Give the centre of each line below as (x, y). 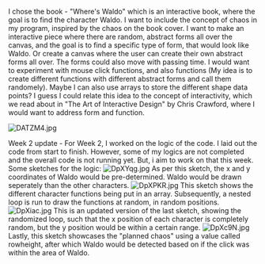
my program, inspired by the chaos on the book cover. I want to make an (126, 28)
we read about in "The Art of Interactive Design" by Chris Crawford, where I (132, 104)
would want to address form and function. (76, 113)
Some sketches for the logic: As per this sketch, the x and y (129, 168)
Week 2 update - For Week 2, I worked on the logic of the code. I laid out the (133, 143)
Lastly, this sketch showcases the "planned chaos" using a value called (124, 236)
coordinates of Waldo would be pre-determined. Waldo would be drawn (125, 177)
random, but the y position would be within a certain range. (104, 228)
